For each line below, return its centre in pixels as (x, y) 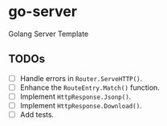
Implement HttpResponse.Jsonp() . (75, 96)
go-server (43, 12)
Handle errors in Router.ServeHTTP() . (81, 78)
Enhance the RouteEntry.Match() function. (90, 87)
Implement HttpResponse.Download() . (81, 105)
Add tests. (37, 114)
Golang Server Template (49, 34)
